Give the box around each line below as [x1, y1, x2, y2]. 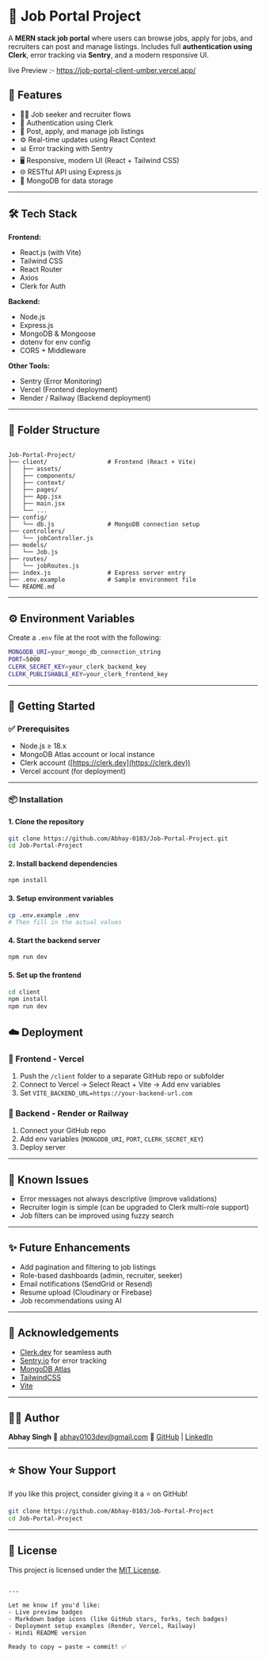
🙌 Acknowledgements [8, 1326, 120, 1340]
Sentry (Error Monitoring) [19, 376, 103, 386]
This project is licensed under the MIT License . [8, 1565, 161, 1574]
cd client [8, 987, 41, 996]
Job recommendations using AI [19, 1296, 122, 1305]
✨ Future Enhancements [8, 1241, 131, 1254]
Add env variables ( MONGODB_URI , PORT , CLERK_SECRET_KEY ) [19, 1134, 204, 1143]
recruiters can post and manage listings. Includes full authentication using [8, 41, 253, 51]
